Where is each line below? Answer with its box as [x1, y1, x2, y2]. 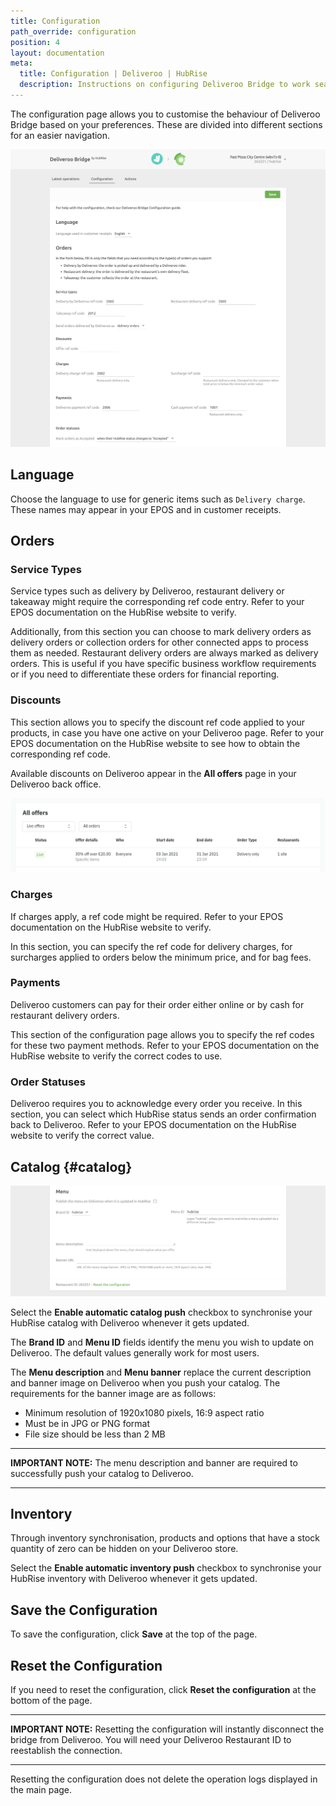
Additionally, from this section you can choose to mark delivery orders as [10, 626, 312, 638]
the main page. [10, 1784, 73, 1796]
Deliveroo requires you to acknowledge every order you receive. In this [10, 1098, 303, 1110]
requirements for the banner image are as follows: [10, 1387, 217, 1399]
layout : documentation [10, 48, 105, 58]
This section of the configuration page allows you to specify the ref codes [10, 1028, 315, 1040]
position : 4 [10, 37, 60, 47]
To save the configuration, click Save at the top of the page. [10, 1628, 258, 1640]
